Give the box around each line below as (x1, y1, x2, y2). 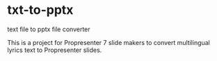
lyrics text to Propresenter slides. (7, 46, 102, 54)
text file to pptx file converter (7, 25, 90, 33)
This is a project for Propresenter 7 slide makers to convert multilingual (7, 38, 211, 46)
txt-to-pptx (7, 2, 74, 18)
